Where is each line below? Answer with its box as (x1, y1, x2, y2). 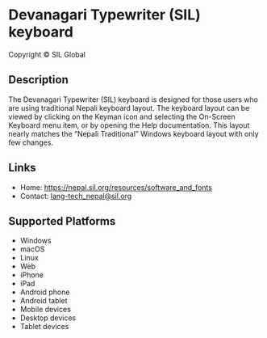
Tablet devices (19, 322, 69, 332)
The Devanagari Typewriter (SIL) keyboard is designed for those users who (8, 95, 258, 104)
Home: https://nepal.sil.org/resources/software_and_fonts (19, 182, 212, 192)
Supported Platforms (8, 214, 116, 228)
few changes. (8, 137, 54, 147)
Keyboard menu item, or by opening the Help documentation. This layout (8, 120, 250, 130)
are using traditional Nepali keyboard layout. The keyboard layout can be (8, 103, 250, 112)
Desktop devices (19, 313, 77, 323)
